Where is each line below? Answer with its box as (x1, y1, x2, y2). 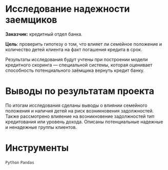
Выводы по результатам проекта (5, 85, 155, 97)
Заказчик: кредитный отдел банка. (5, 31, 83, 37)
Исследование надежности (5, 3, 130, 15)
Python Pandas (5, 160, 34, 165)
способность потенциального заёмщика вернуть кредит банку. (5, 67, 145, 73)
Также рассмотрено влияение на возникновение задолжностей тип (5, 113, 155, 119)
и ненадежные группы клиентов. (5, 124, 77, 130)
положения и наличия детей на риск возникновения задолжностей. (5, 107, 154, 114)
